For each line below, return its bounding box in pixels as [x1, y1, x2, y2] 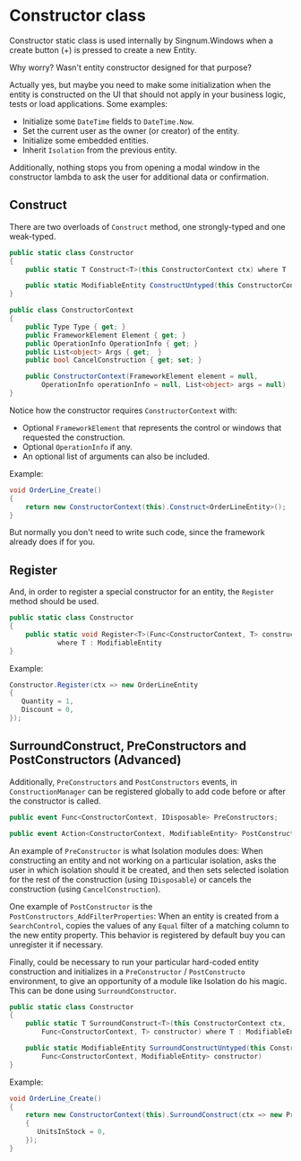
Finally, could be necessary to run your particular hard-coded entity [9, 956, 260, 967]
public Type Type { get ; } [25, 322, 126, 331]
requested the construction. [21, 432, 125, 443]
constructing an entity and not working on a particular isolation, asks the [9, 855, 277, 866]
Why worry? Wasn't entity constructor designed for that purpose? [9, 62, 253, 73]
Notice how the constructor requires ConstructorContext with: [9, 405, 237, 416]
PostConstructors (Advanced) [9, 752, 182, 768]
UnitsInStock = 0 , [37, 1128, 106, 1137]
